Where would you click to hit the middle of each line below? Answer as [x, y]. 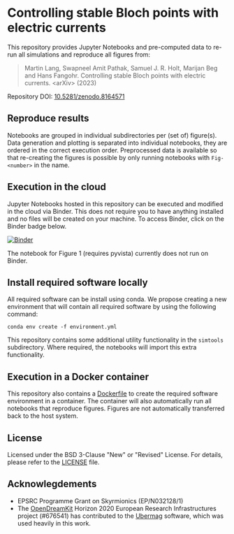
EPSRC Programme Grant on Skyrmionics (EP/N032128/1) [100, 500]
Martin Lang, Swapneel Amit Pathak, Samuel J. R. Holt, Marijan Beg [121, 68]
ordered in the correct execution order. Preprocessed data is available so [112, 150]
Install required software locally [78, 282]
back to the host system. [43, 416]
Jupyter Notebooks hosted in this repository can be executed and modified [115, 203]
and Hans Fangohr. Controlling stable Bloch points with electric [115, 75]
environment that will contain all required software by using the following [112, 307]
